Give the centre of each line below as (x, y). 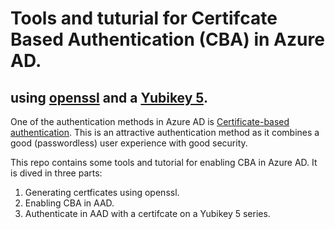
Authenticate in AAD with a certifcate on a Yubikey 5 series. (147, 213)
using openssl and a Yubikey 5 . (109, 97)
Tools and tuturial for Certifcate (144, 18)
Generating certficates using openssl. (102, 192)
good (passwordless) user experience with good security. (129, 143)
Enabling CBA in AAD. (69, 203)
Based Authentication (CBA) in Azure (167, 39)
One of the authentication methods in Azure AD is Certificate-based (150, 121)
